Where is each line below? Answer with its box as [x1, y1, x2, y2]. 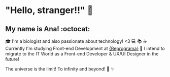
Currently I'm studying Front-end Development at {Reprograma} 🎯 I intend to [5, 45, 165, 51]
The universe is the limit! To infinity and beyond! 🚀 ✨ [5, 66, 115, 72]
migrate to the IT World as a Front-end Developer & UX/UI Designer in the [5, 51, 159, 57]
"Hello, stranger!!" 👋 [5, 5, 93, 16]
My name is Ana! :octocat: [5, 25, 90, 33]
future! [5, 56, 19, 62]
